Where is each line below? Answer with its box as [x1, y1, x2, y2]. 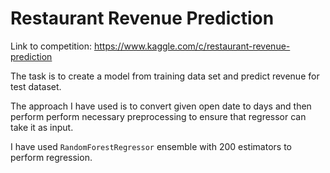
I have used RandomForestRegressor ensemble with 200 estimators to [10, 140, 292, 152]
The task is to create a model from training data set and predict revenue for [10, 70, 320, 82]
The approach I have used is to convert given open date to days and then [10, 100, 312, 112]
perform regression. [10, 151, 93, 163]
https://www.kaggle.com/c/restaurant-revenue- [93, 40, 291, 52]
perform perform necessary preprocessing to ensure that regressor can [10, 110, 307, 122]
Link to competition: [10, 40, 93, 52]
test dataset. [10, 80, 62, 92]
